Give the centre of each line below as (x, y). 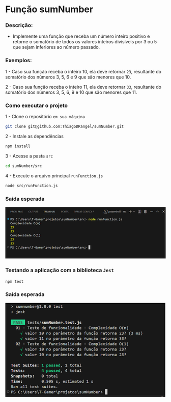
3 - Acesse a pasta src (29, 156)
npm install (18, 146)
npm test (15, 281)
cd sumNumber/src (24, 166)
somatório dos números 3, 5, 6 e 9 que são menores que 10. (68, 77)
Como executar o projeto (36, 105)
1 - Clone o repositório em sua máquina (45, 117)
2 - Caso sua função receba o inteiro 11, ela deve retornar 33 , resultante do (83, 87)
